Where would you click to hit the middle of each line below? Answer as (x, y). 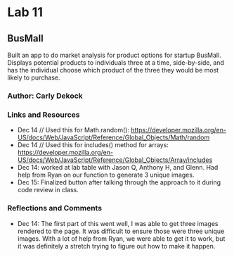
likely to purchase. (34, 77)
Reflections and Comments (55, 208)
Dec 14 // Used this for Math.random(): (73, 130)
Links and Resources (44, 115)
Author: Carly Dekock (45, 96)
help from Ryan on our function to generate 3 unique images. (106, 175)
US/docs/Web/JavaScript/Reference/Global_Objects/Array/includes (115, 160)
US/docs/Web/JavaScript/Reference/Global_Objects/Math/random (113, 137)
